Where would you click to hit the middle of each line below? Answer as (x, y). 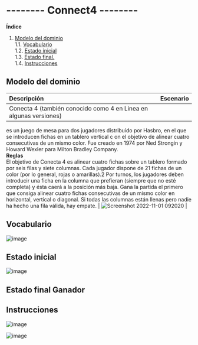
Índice (14, 27)
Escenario (174, 98)
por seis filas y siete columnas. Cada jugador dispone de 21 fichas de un (94, 168)
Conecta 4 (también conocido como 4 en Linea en (79, 108)
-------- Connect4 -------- (72, 10)
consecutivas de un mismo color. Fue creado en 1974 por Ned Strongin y (94, 143)
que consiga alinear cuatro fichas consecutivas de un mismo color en (90, 193)
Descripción (27, 98)
